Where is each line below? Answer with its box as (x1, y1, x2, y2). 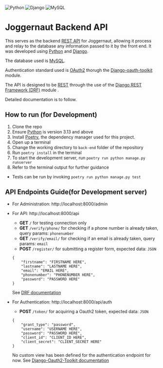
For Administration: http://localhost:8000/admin (12, 201, 108, 207)
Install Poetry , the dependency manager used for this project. (12, 134, 135, 140)
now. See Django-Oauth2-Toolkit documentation (12, 357, 109, 363)
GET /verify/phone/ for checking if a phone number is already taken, (19, 225, 159, 231)
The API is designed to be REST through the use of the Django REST (5, 82, 142, 87)
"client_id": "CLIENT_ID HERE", (21, 335, 87, 340)
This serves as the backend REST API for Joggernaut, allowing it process (5, 38, 152, 43)
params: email (19, 240, 48, 246)
